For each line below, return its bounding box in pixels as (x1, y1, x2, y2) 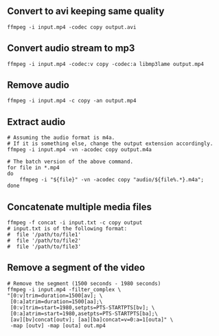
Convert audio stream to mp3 (7, 43, 135, 54)
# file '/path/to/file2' (7, 237, 81, 245)
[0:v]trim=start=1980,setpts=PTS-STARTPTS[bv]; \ (10, 304, 155, 311)
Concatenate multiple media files (7, 201, 152, 212)
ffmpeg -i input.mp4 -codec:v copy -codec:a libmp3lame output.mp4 (7, 60, 205, 67)
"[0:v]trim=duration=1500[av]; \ (7, 292, 103, 299)
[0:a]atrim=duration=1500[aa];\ (10, 298, 103, 305)
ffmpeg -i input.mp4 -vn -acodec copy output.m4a (7, 146, 152, 153)
